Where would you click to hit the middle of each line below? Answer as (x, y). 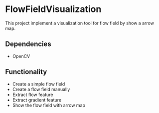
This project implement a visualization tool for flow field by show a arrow (80, 23)
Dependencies (28, 44)
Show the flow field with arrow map (49, 105)
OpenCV (21, 56)
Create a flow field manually (41, 89)
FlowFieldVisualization (53, 9)
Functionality (26, 72)
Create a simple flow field (39, 84)
